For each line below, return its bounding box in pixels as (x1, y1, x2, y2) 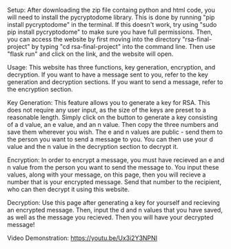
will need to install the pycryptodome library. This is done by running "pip (7, 13, 215, 21)
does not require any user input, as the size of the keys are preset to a (7, 106, 207, 114)
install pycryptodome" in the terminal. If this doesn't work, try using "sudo (7, 21, 217, 28)
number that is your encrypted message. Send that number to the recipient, (7, 178, 222, 186)
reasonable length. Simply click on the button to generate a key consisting (7, 113, 218, 121)
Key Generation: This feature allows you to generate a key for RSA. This (7, 99, 210, 106)
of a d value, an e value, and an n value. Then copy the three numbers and (7, 121, 219, 128)
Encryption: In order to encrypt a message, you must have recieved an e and (7, 156, 225, 164)
